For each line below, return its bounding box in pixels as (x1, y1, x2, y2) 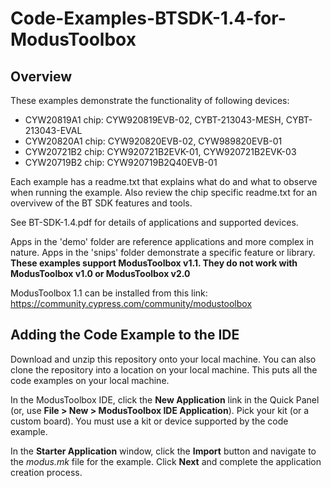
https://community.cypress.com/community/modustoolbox (10, 298, 253, 309)
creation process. (10, 466, 83, 478)
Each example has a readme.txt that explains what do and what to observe (10, 176, 318, 187)
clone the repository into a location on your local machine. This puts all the (10, 363, 318, 376)
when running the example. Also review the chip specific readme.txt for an (10, 187, 318, 198)
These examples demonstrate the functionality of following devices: (10, 95, 290, 106)
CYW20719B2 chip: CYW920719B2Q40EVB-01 (24, 157, 218, 168)
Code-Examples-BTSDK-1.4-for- (10, 7, 287, 30)
